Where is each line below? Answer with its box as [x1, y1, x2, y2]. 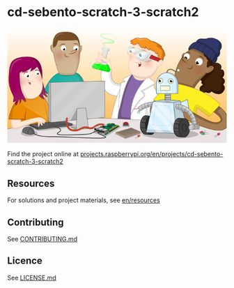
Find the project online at [7, 150, 79, 158]
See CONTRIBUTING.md [7, 235, 78, 243]
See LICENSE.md [7, 273, 57, 282]
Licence [7, 255, 43, 267]
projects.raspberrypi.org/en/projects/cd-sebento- [79, 150, 224, 158]
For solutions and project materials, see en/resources [7, 196, 160, 204]
